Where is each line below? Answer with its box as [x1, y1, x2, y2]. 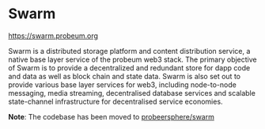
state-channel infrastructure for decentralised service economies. [8, 97, 223, 106]
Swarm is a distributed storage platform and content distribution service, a [8, 46, 251, 55]
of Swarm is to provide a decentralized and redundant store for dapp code [8, 63, 251, 72]
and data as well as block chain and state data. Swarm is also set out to [8, 71, 241, 81]
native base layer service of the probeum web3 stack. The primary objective [8, 55, 257, 64]
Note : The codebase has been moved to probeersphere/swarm [8, 112, 215, 121]
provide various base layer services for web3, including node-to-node [8, 80, 237, 89]
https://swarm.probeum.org [8, 31, 99, 40]
